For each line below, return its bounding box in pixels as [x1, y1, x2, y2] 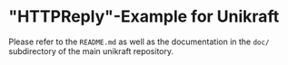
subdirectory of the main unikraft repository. [8, 45, 174, 56]
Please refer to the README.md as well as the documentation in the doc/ [8, 36, 270, 47]
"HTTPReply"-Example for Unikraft [8, 6, 280, 27]
